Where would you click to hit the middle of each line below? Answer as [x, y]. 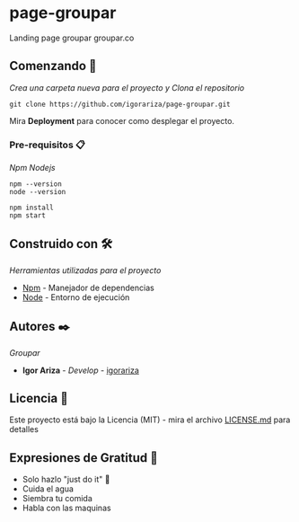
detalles [24, 429]
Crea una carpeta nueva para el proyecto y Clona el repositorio [127, 87]
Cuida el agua [48, 489]
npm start [28, 216]
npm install [31, 208]
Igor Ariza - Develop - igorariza [80, 370]
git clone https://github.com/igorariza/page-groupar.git [120, 104]
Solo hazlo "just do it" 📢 [66, 480]
